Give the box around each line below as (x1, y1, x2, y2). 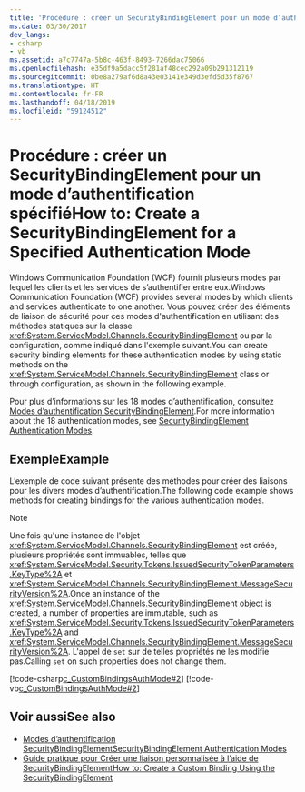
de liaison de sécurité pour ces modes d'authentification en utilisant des (9, 311, 280, 322)
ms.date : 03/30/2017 (9, 22, 88, 31)
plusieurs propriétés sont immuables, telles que (9, 549, 187, 560)
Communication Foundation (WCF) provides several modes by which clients (9, 292, 293, 303)
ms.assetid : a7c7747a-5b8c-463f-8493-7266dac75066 (9, 55, 205, 65)
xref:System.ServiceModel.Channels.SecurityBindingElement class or (9, 369, 270, 380)
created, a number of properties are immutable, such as (9, 607, 219, 618)
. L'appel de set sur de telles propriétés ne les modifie (67, 647, 270, 657)
